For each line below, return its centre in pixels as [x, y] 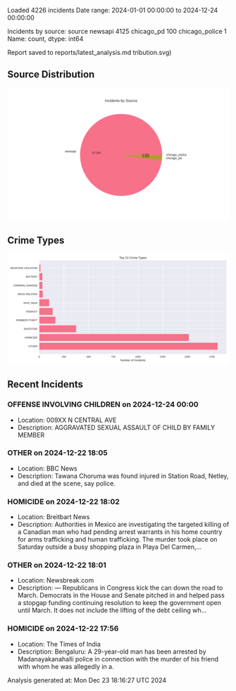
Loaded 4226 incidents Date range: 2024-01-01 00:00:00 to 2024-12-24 [113, 10]
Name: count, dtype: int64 [45, 39]
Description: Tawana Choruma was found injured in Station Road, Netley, [123, 475]
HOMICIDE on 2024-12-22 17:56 [63, 628]
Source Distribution [51, 74]
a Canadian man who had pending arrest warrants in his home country [120, 532]
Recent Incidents [45, 384]
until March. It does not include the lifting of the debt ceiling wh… [112, 610]
